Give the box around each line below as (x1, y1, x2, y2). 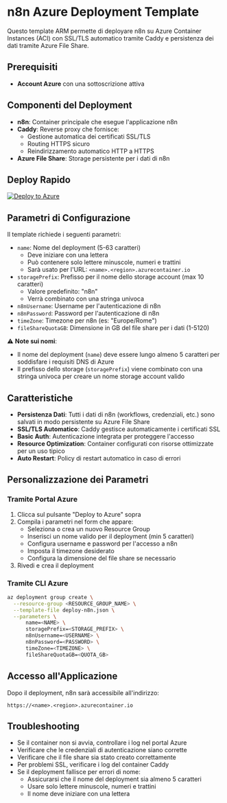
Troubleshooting (7, 720, 80, 732)
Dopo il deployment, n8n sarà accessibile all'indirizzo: (7, 688, 160, 697)
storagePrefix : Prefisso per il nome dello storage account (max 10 (16, 272, 204, 281)
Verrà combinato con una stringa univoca (27, 294, 145, 303)
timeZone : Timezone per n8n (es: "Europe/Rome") (16, 316, 158, 325)
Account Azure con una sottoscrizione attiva (16, 80, 145, 88)
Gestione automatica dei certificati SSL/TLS (27, 132, 151, 141)
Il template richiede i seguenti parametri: (7, 231, 121, 239)
